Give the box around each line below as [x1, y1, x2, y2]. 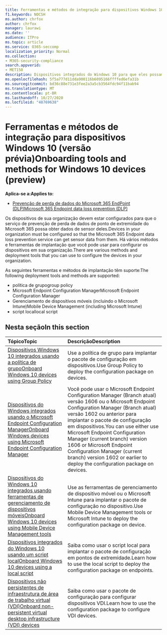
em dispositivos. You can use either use [67, 423, 159, 430]
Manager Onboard [7, 426, 49, 433]
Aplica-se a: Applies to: [5, 191, 54, 197]
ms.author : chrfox [5, 16, 43, 21]
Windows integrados [7, 407, 56, 414]
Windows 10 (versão [5, 142, 91, 154]
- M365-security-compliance [5, 58, 64, 63]
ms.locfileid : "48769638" [5, 100, 59, 105]
